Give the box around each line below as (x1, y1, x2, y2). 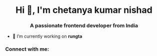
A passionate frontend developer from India (29, 22, 138, 29)
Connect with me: (5, 46, 49, 53)
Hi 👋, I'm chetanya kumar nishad (15, 4, 152, 16)
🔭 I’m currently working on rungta (12, 33, 82, 39)
